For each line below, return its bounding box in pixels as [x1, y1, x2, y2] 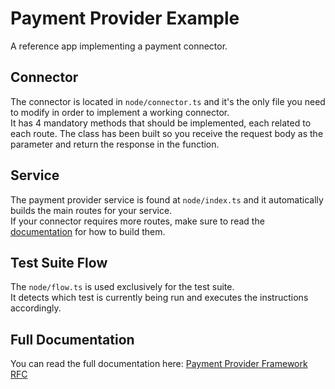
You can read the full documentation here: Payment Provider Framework [10, 358, 308, 370]
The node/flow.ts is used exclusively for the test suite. [10, 281, 235, 293]
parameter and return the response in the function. [10, 138, 220, 150]
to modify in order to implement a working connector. [10, 106, 230, 118]
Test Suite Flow [10, 254, 108, 271]
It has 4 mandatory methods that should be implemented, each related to [10, 117, 312, 129]
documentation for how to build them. [10, 225, 166, 237]
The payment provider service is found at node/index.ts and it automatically [10, 193, 324, 206]
